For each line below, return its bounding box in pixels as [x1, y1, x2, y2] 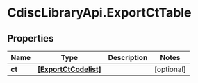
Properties [7, 33, 54, 44]
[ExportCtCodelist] [37, 64, 102, 74]
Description [108, 53, 148, 62]
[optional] [154, 64, 186, 74]
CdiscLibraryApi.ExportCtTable [7, 5, 192, 21]
